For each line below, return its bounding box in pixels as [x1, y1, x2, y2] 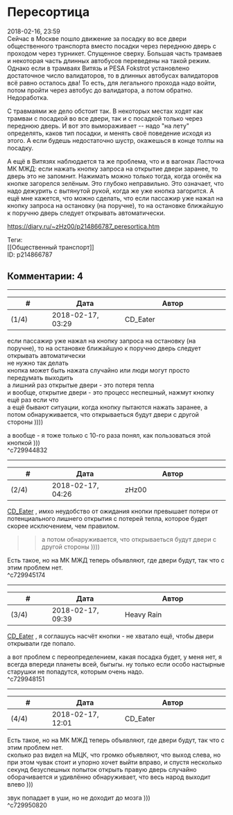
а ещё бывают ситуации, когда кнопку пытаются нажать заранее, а [7, 403, 208, 411]
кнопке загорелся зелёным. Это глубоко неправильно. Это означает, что [7, 179, 224, 187]
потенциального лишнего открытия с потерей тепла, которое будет [7, 514, 208, 522]
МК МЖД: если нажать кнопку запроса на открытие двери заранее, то [7, 164, 218, 173]
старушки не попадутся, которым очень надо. [7, 667, 144, 676]
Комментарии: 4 [7, 271, 84, 282]
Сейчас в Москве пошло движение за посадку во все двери [7, 34, 187, 42]
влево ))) [7, 780, 33, 788]
